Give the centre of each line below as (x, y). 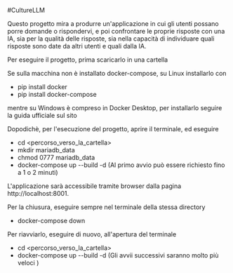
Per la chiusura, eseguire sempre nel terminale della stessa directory (106, 207)
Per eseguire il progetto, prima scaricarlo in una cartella (88, 60)
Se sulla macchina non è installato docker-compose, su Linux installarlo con (117, 73)
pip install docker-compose (57, 94)
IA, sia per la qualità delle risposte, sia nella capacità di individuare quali (111, 39)
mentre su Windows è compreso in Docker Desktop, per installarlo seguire (115, 108)
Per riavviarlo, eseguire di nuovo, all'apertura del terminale (92, 234)
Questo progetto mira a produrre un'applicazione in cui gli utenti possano (113, 24)
